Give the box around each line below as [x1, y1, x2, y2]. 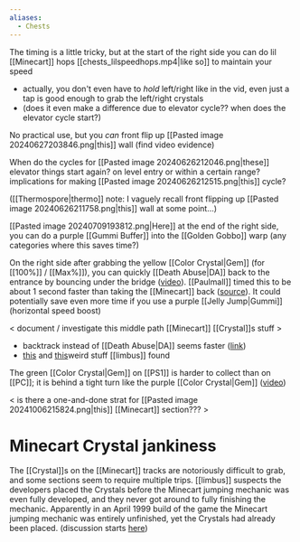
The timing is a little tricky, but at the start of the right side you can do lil [9, 46, 277, 57]
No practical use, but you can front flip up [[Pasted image [9, 129, 224, 140]
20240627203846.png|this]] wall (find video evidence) [9, 139, 215, 150]
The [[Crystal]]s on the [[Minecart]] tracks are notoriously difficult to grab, [9, 465, 286, 476]
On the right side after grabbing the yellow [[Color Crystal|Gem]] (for [9, 257, 265, 267]
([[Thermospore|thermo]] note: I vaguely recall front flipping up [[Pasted [9, 193, 279, 204]
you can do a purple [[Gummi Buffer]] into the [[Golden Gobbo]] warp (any [9, 229, 287, 240]
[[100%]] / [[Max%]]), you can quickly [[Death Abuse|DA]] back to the [9, 266, 270, 277]
